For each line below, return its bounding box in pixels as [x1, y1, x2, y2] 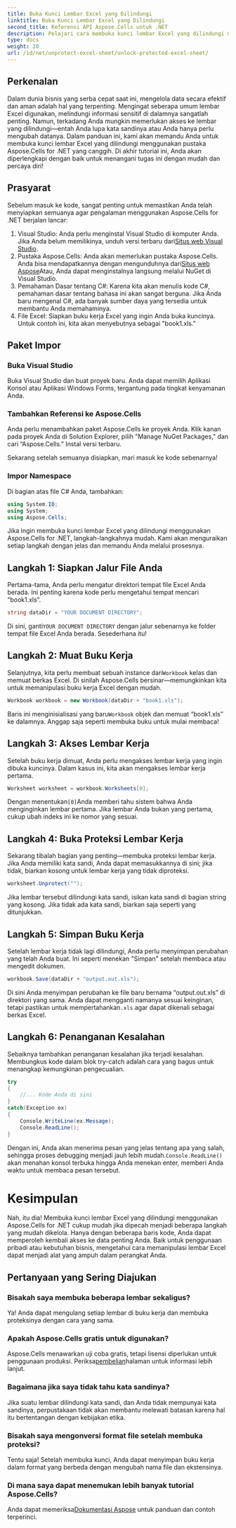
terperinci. [7, 1513, 37, 1521]
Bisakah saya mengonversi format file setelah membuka [7, 1430, 203, 1440]
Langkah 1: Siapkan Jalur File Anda [7, 562, 163, 574]
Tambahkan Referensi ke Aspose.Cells [7, 409, 142, 419]
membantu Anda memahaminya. [17, 304, 112, 312]
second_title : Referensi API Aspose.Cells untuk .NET [7, 23, 169, 30]
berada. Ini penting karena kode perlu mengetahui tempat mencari [7, 588, 199, 597]
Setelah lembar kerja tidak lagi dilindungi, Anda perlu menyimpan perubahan [7, 947, 228, 955]
